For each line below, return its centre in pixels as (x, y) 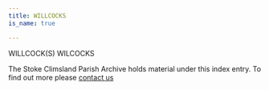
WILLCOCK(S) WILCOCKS (51, 53)
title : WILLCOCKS (37, 16)
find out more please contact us (61, 77)
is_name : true (32, 23)
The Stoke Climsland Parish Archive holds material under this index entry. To (135, 68)
